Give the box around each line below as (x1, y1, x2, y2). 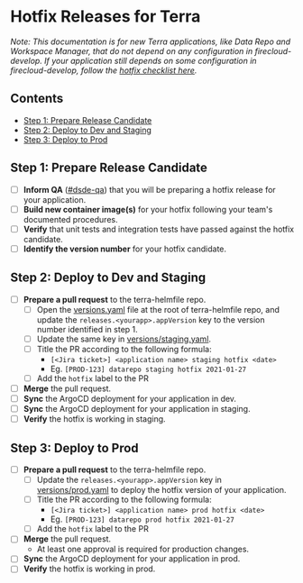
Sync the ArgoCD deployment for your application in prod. (23, 553, 241, 564)
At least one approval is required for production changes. (36, 543, 250, 555)
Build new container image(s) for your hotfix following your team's (23, 204, 273, 214)
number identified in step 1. (36, 323, 138, 334)
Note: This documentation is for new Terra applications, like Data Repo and (10, 36, 291, 47)
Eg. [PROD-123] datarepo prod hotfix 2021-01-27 (50, 514, 235, 524)
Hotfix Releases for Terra (10, 6, 201, 27)
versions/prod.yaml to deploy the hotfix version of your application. (36, 485, 287, 496)
